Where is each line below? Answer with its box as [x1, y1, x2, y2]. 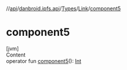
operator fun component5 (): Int [6, 57, 82, 64]
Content [6, 51, 26, 58]
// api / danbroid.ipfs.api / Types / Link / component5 [6, 5, 121, 12]
